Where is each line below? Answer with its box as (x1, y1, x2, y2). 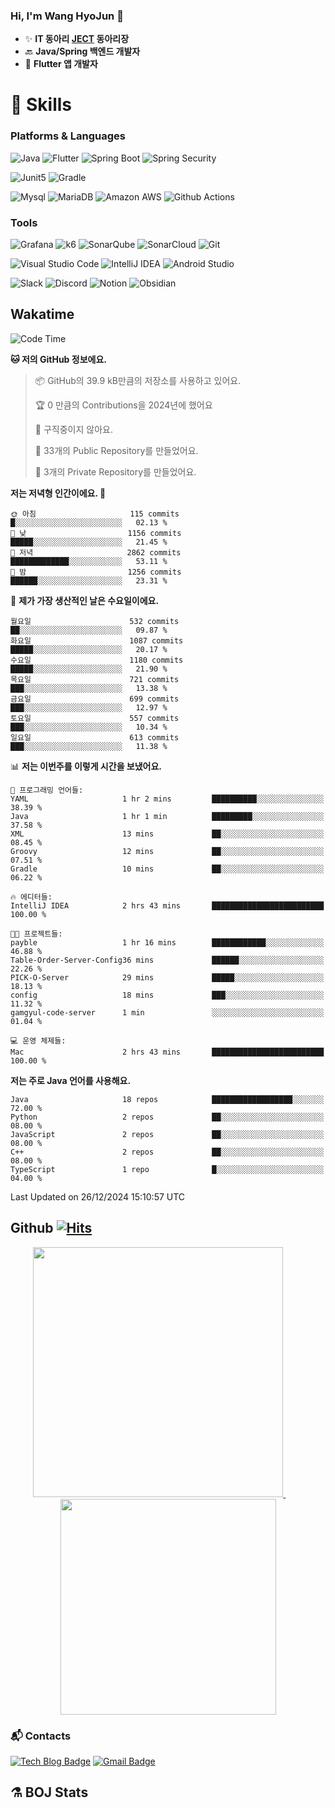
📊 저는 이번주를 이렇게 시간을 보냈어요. (10, 760, 163, 772)
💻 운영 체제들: (10, 1035, 67, 1046)
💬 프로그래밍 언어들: (10, 785, 84, 795)
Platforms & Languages (10, 129, 126, 143)
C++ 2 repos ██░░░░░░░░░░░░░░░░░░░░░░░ (10, 1147, 325, 1157)
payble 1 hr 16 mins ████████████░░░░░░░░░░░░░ (10, 937, 325, 948)
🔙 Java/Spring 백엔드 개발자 (24, 45, 141, 58)
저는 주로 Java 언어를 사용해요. (10, 1074, 132, 1086)
